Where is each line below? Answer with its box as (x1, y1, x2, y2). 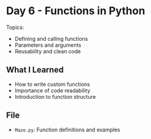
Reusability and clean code (14, 47, 81, 54)
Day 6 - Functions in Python (6, 4, 146, 18)
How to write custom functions (14, 80, 90, 88)
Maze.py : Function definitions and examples (14, 126, 120, 133)
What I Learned (6, 65, 64, 75)
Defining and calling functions (14, 35, 88, 42)
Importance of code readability (14, 87, 91, 94)
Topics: (6, 24, 24, 31)
